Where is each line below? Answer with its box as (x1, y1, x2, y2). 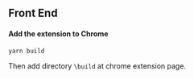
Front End (8, 6, 58, 20)
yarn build (8, 47, 45, 55)
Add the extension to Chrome (8, 28, 109, 39)
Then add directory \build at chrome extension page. (8, 60, 187, 71)
